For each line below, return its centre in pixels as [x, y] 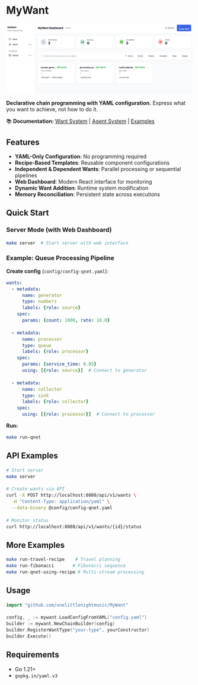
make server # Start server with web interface [67, 243]
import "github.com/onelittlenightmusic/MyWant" [67, 605]
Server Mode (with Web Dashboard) [59, 230]
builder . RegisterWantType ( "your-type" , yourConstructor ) [78, 630]
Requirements [33, 655]
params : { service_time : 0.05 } [59, 364]
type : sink [35, 396]
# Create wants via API [36, 489]
